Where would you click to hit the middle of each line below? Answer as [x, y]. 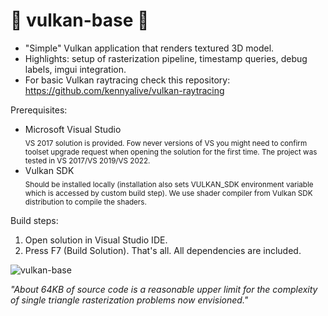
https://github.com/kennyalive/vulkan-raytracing [124, 90]
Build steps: [34, 220]
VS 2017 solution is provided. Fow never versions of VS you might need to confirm [166, 143]
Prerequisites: [39, 110]
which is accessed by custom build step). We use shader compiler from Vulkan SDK [168, 193]
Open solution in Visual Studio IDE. [96, 240]
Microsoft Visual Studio [73, 129]
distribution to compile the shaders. [85, 202]
